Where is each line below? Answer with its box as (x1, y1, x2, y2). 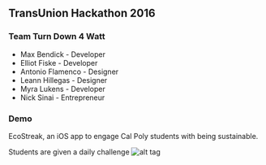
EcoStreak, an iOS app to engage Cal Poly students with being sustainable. (8, 131, 259, 141)
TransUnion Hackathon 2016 (8, 7, 156, 20)
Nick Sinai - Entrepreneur (19, 93, 105, 102)
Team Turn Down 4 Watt (8, 31, 105, 42)
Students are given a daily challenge (8, 146, 130, 157)
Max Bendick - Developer (19, 49, 105, 59)
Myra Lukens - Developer (19, 84, 105, 93)
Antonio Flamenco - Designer (19, 67, 119, 76)
